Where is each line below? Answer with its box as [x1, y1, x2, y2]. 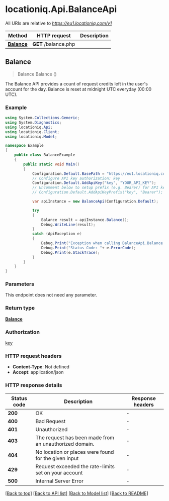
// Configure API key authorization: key [32, 176, 121, 181]
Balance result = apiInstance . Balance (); [41, 217, 129, 222]
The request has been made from [35, 434, 115, 441]
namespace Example [5, 143, 44, 148]
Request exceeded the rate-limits [35, 463, 115, 470]
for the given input [35, 455, 79, 462]
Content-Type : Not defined [12, 364, 69, 370]
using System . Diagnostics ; [5, 120, 62, 125]
